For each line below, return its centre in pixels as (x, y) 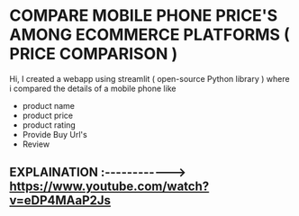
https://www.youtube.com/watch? (109, 187)
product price (48, 115)
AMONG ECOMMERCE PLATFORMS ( (149, 35)
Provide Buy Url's (54, 134)
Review (36, 144)
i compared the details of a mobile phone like (93, 88)
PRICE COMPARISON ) (94, 54)
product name (48, 105)
